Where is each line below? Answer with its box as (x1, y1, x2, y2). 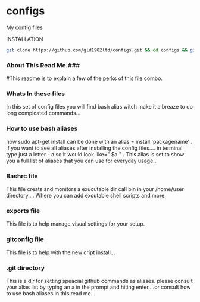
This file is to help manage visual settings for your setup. (6, 220, 145, 227)
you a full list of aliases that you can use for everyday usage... (6, 157, 158, 164)
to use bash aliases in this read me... (6, 289, 96, 297)
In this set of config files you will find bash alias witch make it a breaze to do (6, 103, 193, 110)
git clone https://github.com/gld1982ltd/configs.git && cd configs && (6, 47, 187, 53)
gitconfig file (6, 235, 44, 244)
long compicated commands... (6, 109, 81, 117)
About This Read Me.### (6, 61, 80, 69)
